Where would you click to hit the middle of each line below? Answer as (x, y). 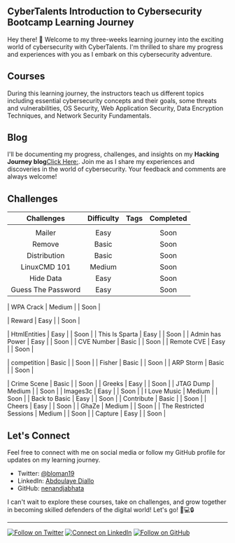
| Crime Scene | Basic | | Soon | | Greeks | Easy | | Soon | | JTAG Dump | (111, 384)
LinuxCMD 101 (46, 267)
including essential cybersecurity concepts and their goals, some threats (112, 100)
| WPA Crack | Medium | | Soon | (54, 307)
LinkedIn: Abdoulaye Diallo (56, 481)
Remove (46, 245)
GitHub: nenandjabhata (51, 488)
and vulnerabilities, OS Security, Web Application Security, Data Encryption (115, 108)
